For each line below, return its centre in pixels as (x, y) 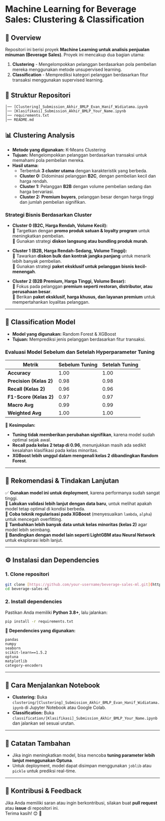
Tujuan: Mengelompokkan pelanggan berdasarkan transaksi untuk (80, 155)
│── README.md (20, 120)
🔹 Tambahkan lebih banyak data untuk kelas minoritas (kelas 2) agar (76, 524)
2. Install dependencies (34, 601)
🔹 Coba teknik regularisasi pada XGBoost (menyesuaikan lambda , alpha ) (79, 514)
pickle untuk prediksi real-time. (44, 771)
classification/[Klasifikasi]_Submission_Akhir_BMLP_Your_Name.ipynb (85, 719)
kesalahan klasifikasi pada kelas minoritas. (55, 450)
